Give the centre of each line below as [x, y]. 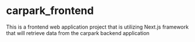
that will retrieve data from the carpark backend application [78, 33]
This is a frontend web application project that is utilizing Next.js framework [97, 27]
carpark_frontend [50, 11]
